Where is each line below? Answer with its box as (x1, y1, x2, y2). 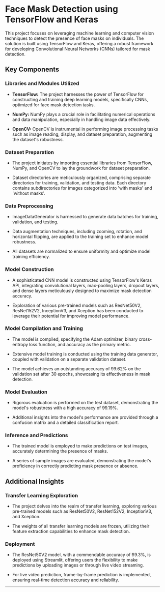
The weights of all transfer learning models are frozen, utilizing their (12, 523, 150, 529)
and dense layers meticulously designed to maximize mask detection (12, 288, 152, 294)
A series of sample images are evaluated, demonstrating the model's (12, 458, 152, 464)
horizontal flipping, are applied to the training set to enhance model (12, 234, 148, 239)
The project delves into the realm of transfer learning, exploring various (12, 503, 157, 509)
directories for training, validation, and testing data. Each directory (12, 179, 146, 185)
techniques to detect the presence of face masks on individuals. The (5, 35, 144, 41)
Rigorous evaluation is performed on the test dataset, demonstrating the (12, 400, 159, 406)
